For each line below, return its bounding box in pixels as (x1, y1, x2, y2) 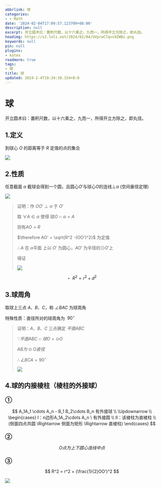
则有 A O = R (17, 224, 40, 230)
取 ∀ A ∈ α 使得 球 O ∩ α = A (17, 214, 75, 220)
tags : (5, 62, 16, 67)
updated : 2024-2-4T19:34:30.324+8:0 (5, 75, 80, 80)
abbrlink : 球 (5, 7, 31, 12)
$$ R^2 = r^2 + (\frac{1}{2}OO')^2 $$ (44, 468, 120, 474)
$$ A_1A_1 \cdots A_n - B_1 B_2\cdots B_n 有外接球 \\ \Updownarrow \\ (12, 408, 152, 414)
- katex (5, 52, 21, 58)
